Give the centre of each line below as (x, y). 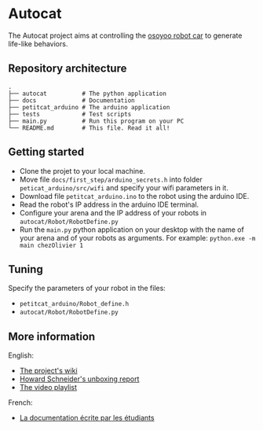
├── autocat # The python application (88, 94)
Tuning (26, 269)
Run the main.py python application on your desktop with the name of (132, 230)
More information (52, 336)
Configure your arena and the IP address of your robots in (113, 212)
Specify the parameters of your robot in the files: (87, 289)
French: (20, 402)
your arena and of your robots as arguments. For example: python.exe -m (137, 237)
